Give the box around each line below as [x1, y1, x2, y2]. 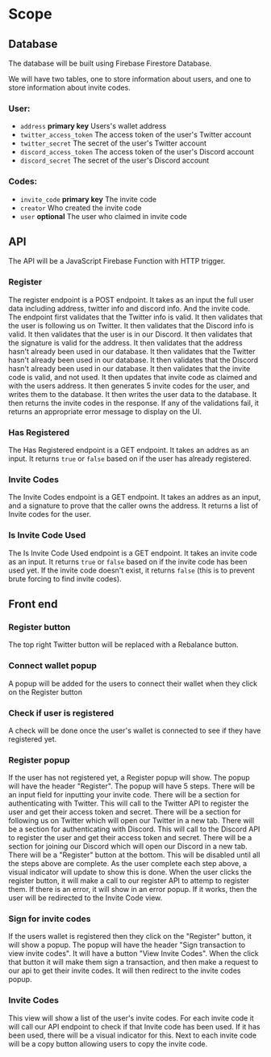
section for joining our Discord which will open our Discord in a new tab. [8, 842, 248, 852]
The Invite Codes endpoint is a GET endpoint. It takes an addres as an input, [8, 493, 261, 502]
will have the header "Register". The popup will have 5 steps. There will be [8, 781, 256, 791]
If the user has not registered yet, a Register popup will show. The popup [8, 773, 250, 783]
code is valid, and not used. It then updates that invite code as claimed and [8, 372, 257, 382]
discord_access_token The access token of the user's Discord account [19, 147, 254, 157]
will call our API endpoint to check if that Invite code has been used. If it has [8, 1021, 261, 1031]
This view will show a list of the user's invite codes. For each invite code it [8, 1013, 254, 1023]
